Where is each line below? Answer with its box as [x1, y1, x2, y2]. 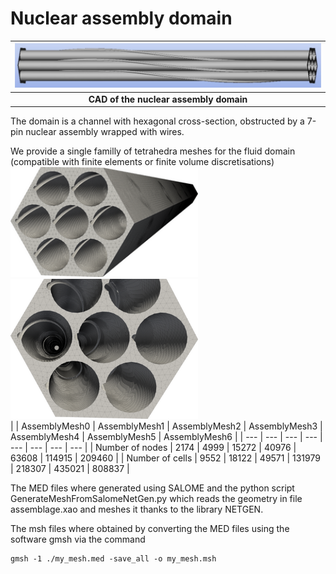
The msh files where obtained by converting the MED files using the [10, 523, 290, 535]
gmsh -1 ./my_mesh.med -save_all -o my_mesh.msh [10, 554, 217, 564]
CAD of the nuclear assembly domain [88, 93, 248, 105]
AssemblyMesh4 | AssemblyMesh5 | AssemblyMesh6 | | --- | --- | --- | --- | [10, 431, 323, 443]
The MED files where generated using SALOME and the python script [10, 482, 295, 494]
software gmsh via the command [10, 533, 146, 546]
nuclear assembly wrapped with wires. [25, 126, 185, 137]
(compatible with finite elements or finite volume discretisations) [10, 156, 275, 167]
